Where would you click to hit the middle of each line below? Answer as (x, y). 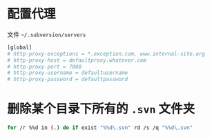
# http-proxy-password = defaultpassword (68, 80)
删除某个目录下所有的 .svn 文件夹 (101, 109)
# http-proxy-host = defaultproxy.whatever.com (77, 60)
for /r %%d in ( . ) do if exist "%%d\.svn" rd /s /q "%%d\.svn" (100, 128)
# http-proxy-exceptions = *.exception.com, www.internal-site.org (106, 54)
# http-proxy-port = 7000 (44, 67)
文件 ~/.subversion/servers (47, 34)
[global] (20, 47)
